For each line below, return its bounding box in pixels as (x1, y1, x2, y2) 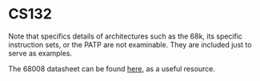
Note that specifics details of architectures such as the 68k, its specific (8, 31, 242, 41)
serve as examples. (8, 48, 73, 58)
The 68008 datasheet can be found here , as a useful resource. (8, 63, 216, 73)
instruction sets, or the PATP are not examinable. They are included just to (8, 39, 252, 49)
